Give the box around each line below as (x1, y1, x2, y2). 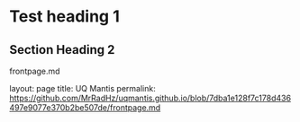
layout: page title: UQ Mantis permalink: (9, 83, 156, 93)
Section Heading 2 (9, 42, 115, 57)
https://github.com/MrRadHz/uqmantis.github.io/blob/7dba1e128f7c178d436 (9, 92, 291, 103)
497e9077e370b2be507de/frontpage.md (9, 102, 161, 113)
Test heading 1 (9, 6, 120, 27)
